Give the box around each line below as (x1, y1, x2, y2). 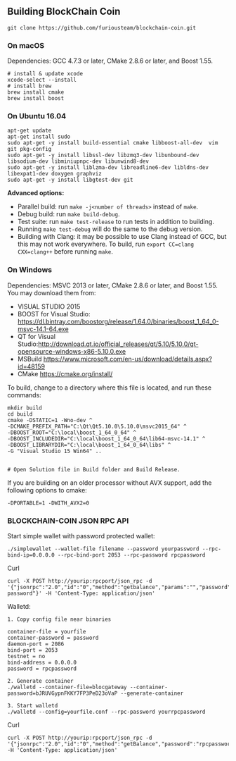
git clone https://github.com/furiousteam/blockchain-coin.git (7, 24, 197, 31)
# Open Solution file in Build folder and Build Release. (7, 466, 181, 473)
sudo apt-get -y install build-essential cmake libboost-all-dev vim (7, 140, 218, 147)
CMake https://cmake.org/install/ (17, 369, 113, 378)
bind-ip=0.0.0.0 (7, 552, 55, 559)
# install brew (7, 82, 52, 90)
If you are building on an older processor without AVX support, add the (7, 478, 212, 487)
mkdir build (7, 404, 42, 412)
